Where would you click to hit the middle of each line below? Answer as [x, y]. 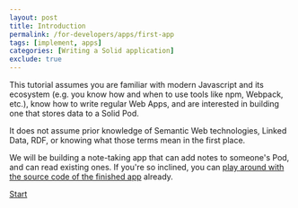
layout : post [34, 17]
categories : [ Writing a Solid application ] [92, 51]
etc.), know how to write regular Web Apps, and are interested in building [145, 104]
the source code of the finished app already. [91, 177]
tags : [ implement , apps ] [56, 43]
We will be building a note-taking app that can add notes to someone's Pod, [149, 157]
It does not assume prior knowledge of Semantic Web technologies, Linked [148, 130]
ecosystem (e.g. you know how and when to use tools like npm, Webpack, [146, 94]
